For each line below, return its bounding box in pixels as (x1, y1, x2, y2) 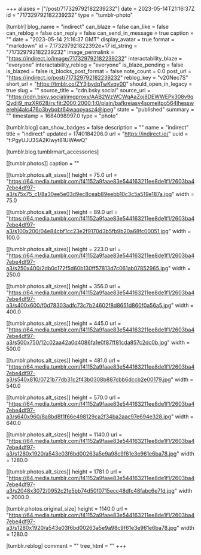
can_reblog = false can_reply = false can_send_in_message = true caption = (6, 29, 194, 37)
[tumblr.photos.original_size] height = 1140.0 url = (6, 505, 128, 512)
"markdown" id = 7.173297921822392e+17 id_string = (6, 42, 138, 49)
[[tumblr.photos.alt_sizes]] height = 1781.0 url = (6, 468, 122, 475)
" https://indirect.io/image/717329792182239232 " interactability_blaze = (6, 55, 182, 62)
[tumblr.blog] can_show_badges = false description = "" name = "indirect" (6, 124, 189, 131)
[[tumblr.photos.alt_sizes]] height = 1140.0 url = (6, 431, 123, 438)
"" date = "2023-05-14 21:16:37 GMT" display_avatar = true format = (6, 36, 175, 43)
